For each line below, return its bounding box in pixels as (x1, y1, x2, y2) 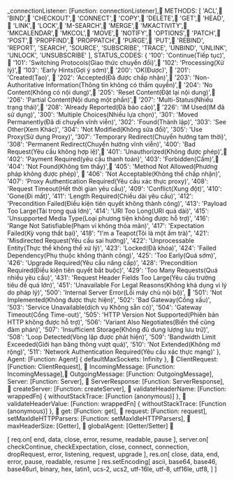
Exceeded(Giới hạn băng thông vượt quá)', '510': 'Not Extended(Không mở (7, 340, 221, 348)
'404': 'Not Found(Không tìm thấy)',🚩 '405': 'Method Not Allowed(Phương (7, 163, 218, 170)
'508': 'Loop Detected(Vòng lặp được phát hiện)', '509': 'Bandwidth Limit (7, 333, 217, 341)
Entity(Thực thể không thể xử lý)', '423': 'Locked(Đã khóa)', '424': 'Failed (7, 244, 217, 252)
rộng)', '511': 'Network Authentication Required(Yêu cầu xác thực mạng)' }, (7, 347, 221, 356)
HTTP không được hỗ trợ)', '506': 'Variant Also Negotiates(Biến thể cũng (7, 318, 215, 326)
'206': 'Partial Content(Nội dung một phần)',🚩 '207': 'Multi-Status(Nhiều (7, 96, 213, 104)
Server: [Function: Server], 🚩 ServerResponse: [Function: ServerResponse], (7, 377, 225, 385)
